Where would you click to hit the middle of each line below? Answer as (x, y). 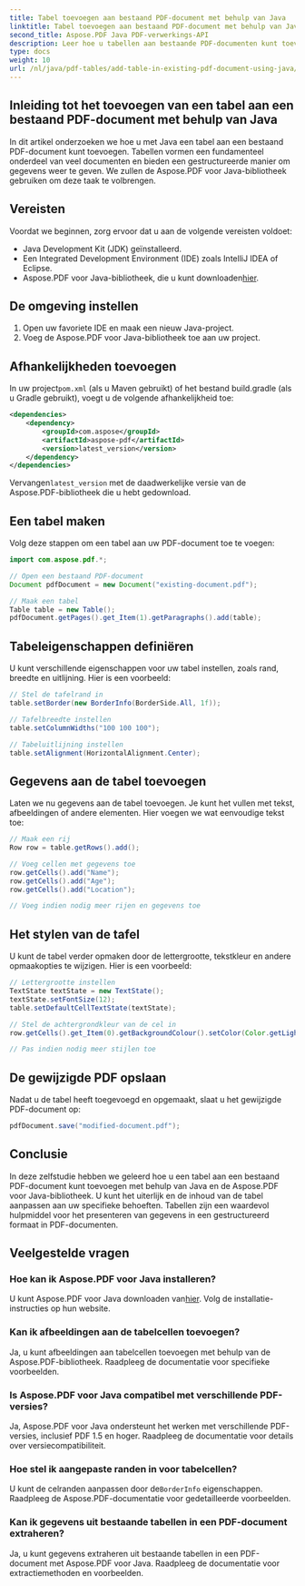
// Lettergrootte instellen (63, 983)
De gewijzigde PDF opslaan (88, 1078)
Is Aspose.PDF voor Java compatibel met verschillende (134, 1395)
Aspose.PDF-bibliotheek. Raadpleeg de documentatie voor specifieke (140, 1361)
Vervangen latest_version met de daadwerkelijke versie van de (128, 483)
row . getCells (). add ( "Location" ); (73, 890)
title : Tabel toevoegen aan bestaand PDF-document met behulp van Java (148, 18)
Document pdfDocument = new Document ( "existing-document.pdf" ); (133, 585)
